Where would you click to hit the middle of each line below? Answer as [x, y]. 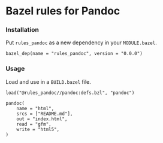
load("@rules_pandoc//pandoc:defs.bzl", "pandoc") [70, 93]
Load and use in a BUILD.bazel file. [48, 81]
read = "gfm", [34, 124]
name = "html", [35, 108]
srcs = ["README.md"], [45, 114]
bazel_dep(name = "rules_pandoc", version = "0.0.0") [74, 54]
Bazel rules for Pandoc [63, 11]
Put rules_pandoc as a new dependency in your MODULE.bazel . [81, 42]
